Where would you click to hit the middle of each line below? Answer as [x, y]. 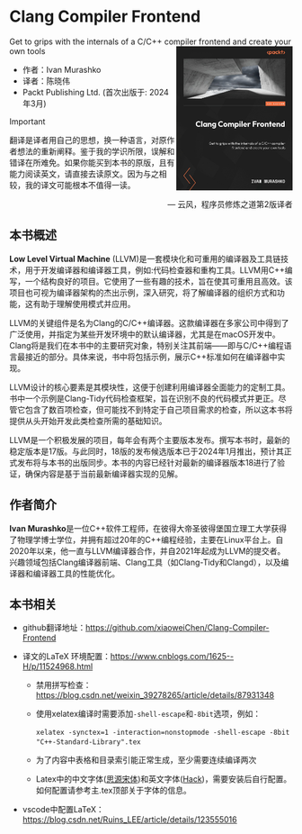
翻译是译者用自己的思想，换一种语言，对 [84, 140]
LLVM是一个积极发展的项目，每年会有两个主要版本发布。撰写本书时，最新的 [150, 440]
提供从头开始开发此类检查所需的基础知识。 [88, 421]
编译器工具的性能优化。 [76, 573]
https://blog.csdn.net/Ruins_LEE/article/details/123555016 [129, 820]
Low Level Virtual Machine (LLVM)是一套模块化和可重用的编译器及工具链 [145, 258]
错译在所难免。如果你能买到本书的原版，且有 [92, 162]
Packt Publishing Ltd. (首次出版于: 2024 [95, 92]
